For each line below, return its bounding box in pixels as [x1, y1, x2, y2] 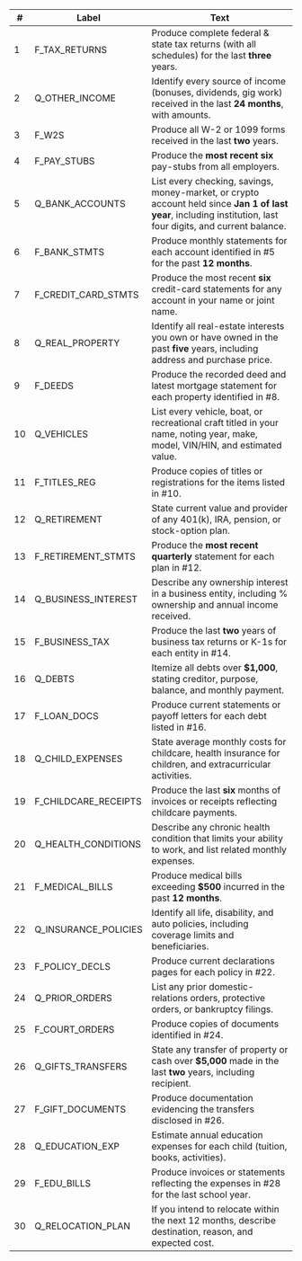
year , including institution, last [151, 209, 279, 221]
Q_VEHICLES [34, 428, 88, 440]
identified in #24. [151, 1029, 224, 1041]
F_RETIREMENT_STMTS [34, 550, 137, 563]
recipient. [151, 1078, 191, 1089]
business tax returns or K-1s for [151, 635, 288, 648]
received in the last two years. [151, 135, 279, 147]
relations [151, 992, 189, 1004]
